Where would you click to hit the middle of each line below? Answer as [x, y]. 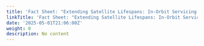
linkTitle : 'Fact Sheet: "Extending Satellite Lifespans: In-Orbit [93, 17]
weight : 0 [19, 28]
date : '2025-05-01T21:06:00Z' [45, 23]
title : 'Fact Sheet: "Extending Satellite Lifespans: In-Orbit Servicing [102, 12]
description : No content [38, 34]
